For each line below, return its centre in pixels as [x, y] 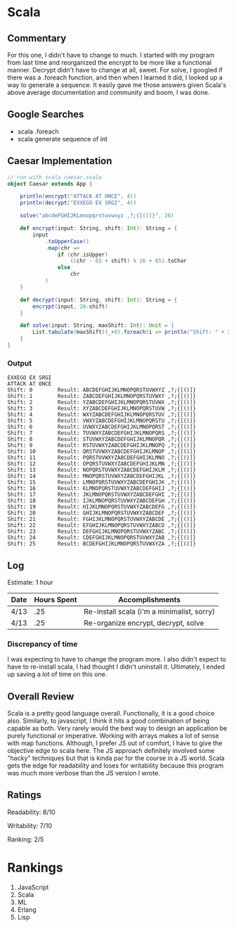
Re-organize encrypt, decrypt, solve [144, 623]
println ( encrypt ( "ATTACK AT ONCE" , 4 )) [78, 196]
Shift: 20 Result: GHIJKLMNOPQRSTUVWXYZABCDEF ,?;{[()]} [102, 513]
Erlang [27, 909]
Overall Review [41, 696]
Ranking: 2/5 [26, 839]
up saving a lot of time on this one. [57, 674]
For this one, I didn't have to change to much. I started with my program [111, 55]
